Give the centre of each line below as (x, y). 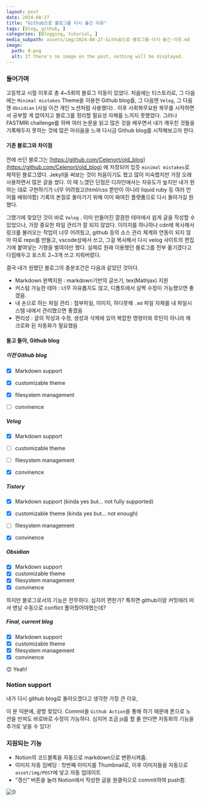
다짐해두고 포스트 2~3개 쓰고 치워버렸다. (54, 255)
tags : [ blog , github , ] (36, 29)
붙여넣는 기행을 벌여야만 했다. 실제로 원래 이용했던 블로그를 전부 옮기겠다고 (104, 247)
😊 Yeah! (17, 669)
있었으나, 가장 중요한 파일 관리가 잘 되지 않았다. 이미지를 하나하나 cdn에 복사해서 (100, 225)
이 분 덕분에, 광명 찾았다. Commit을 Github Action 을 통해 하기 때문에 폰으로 (95, 712)
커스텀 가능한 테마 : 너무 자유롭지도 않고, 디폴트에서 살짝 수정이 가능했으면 (101, 288)
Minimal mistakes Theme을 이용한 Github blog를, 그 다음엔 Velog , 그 (99, 100)
